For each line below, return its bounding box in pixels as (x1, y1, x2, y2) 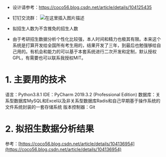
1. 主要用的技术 (5, 74, 66, 86)
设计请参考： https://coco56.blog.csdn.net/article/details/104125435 (12, 4, 152, 10)
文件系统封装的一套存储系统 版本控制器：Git (5, 104, 96, 110)
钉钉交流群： (12, 15, 39, 21)
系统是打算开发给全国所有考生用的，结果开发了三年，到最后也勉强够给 (12, 42, 157, 48)
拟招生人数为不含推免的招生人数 (12, 25, 78, 31)
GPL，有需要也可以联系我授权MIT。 (12, 55, 86, 61)
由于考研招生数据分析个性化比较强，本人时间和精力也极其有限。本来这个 (12, 36, 161, 42)
